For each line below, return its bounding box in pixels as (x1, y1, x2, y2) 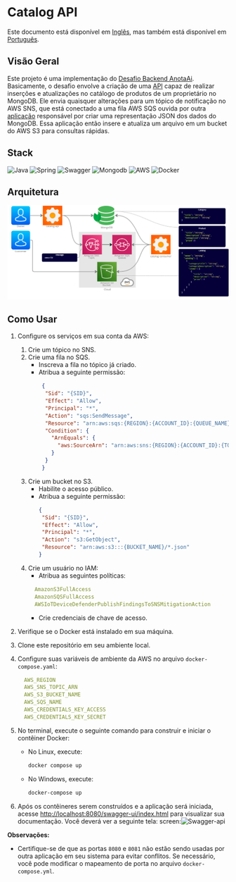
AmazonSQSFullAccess (34, 593, 95, 600)
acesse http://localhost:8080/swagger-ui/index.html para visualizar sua (17, 809, 225, 818)
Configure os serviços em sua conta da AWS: (17, 332, 149, 340)
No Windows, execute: (27, 774, 93, 783)
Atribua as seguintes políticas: (38, 571, 126, 580)
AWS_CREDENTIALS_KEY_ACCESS (24, 706, 107, 714)
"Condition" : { (44, 427, 89, 434)
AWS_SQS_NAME (24, 699, 63, 706)
